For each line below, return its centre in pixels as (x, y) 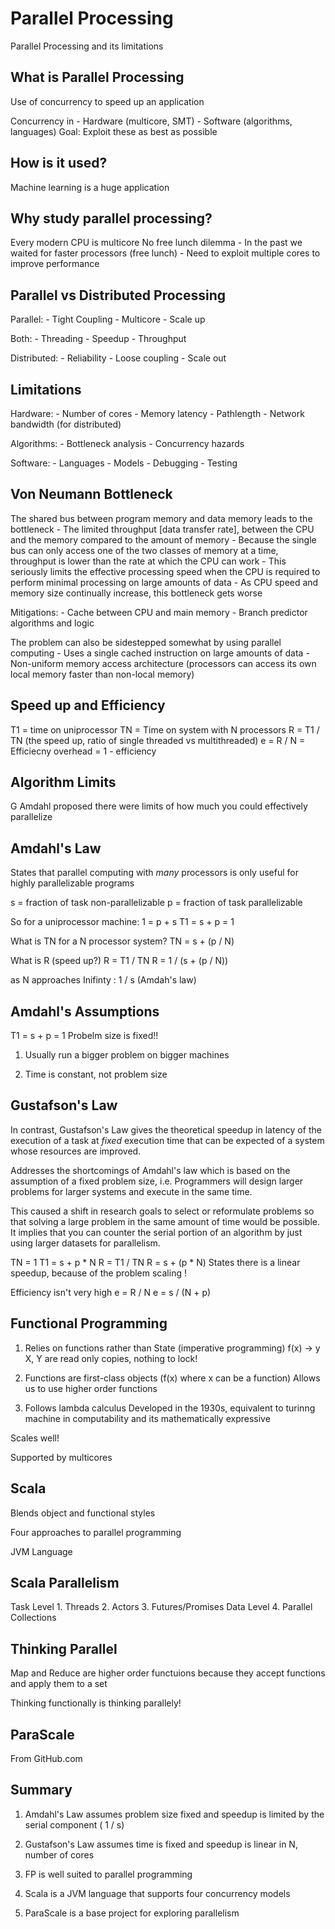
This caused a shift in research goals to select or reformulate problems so (162, 1211)
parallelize (31, 817)
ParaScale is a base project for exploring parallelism (132, 1913)
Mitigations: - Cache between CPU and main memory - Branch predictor (159, 612)
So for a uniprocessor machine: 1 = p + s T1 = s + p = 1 (122, 922)
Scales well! (35, 1438)
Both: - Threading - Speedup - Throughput (98, 339)
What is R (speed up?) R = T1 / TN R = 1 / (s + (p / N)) (119, 961)
